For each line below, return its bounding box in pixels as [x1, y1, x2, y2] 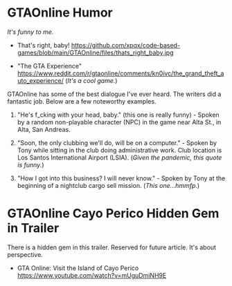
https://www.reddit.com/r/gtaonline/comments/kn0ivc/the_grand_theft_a [17, 69, 224, 77]
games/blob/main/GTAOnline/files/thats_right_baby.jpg [17, 48, 174, 57]
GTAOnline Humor [7, 5, 113, 21]
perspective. [7, 250, 43, 258]
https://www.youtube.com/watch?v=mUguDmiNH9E [17, 271, 167, 279]
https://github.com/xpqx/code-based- [71, 41, 181, 49]
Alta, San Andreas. [17, 125, 71, 133]
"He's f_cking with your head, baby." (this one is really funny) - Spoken [17, 111, 220, 119]
